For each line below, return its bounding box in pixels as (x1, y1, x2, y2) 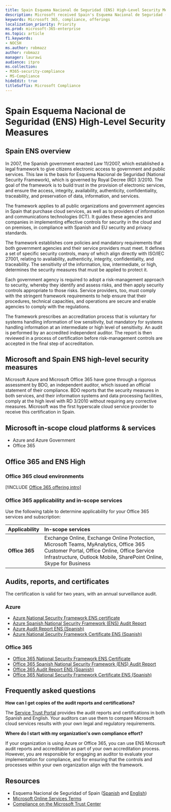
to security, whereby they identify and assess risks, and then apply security (5, 282, 164, 288)
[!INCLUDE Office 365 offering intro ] (5, 484, 81, 490)
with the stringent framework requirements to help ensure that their (5, 293, 147, 299)
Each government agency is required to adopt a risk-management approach (5, 276, 164, 282)
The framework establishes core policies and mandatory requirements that (5, 240, 162, 246)
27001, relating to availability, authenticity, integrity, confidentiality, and (5, 255, 154, 262)
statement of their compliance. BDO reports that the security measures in (5, 387, 159, 393)
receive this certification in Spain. (5, 409, 75, 415)
